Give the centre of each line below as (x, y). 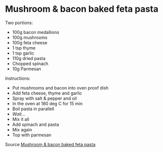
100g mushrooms (30, 37)
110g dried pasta (29, 58)
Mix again (22, 129)
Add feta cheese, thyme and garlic (47, 93)
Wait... (19, 114)
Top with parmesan (32, 135)
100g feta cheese (30, 42)
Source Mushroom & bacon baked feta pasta (50, 144)
